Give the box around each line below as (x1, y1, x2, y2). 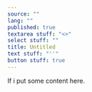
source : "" (7, 10, 40, 18)
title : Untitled (7, 44, 56, 51)
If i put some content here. (7, 76, 86, 85)
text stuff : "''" (7, 51, 59, 58)
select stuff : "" (7, 37, 59, 44)
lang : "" (7, 17, 34, 24)
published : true (7, 24, 56, 31)
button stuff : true (7, 57, 66, 64)
